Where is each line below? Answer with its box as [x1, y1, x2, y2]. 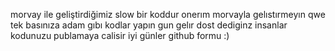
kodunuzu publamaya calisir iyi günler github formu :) [10, 30, 230, 41]
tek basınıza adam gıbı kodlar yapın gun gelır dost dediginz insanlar [10, 19, 288, 31]
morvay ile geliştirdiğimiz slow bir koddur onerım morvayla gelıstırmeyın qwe [10, 9, 326, 20]
